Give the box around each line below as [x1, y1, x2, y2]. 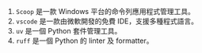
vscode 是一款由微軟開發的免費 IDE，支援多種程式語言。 [15, 16, 198, 26]
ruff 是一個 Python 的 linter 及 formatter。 [15, 36, 154, 45]
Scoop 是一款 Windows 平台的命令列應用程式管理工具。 [15, 7, 196, 16]
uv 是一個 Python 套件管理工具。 [15, 26, 122, 35]
